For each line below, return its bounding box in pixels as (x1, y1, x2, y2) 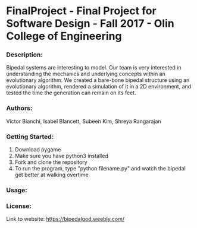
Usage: (6, 186, 28, 194)
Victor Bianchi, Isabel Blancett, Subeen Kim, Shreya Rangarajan (6, 118, 162, 125)
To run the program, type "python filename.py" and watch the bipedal (14, 165, 186, 172)
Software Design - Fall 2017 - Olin (6, 17, 174, 30)
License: (6, 202, 32, 210)
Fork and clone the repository (14, 159, 87, 166)
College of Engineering (6, 30, 122, 43)
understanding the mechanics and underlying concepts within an (6, 70, 165, 78)
